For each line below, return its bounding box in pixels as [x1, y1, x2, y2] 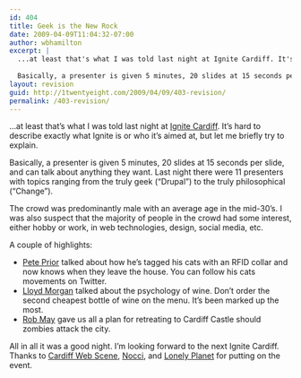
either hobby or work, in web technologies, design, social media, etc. [9, 222, 264, 233]
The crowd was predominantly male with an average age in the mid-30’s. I [9, 203, 282, 214]
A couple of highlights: [9, 239, 92, 251]
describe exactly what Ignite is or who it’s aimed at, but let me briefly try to [9, 131, 285, 142]
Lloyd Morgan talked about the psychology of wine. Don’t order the [21, 286, 271, 296]
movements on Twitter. [21, 276, 107, 287]
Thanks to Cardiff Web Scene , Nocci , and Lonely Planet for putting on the [9, 350, 280, 361]
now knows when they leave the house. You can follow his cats [21, 266, 256, 278]
